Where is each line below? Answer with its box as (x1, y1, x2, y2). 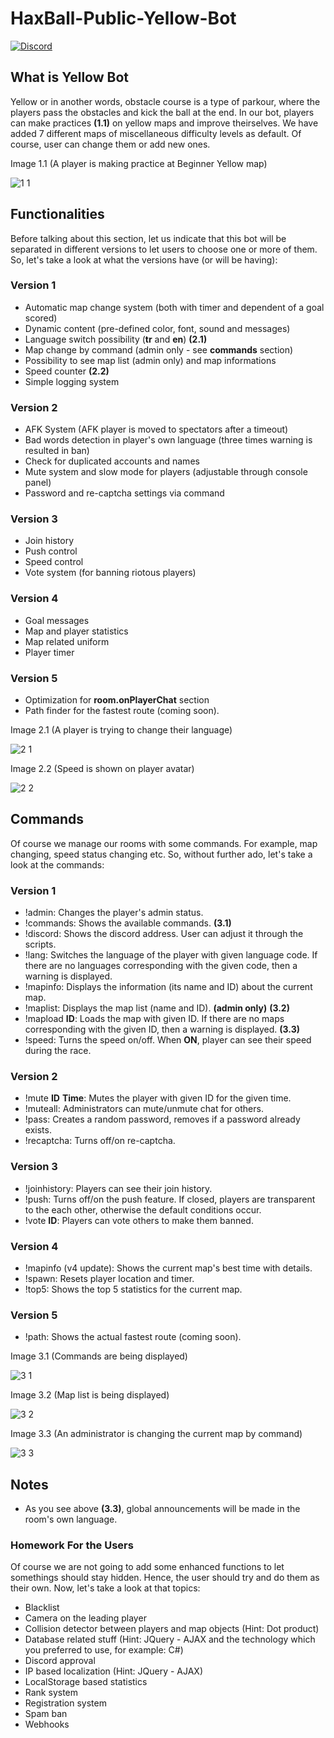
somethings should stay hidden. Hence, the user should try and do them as (10, 1572, 320, 1584)
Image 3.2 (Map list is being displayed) (10, 1389, 170, 1401)
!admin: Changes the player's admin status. (24, 907, 204, 919)
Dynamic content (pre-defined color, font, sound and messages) (24, 322, 291, 334)
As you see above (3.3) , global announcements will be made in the (24, 1503, 301, 1515)
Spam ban (24, 1708, 68, 1720)
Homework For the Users (10, 1538, 134, 1552)
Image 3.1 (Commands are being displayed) (10, 1350, 188, 1362)
